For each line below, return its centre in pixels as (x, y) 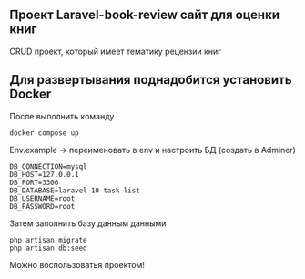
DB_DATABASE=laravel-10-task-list (75, 191)
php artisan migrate (49, 240)
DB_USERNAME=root (42, 198)
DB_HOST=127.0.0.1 (44, 174)
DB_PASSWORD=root (42, 206)
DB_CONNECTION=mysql (49, 166)
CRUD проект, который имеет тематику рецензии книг (115, 51)
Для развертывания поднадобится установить (151, 80)
